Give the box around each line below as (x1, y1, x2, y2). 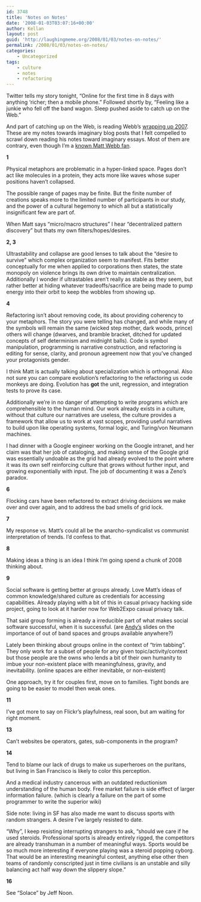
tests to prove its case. (6, 387, 62, 394)
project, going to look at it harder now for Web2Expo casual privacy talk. (6, 606, 184, 613)
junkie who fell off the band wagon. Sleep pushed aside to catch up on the (6, 105, 190, 112)
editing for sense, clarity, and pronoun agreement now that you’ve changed (6, 350, 193, 357)
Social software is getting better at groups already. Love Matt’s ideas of (6, 586, 182, 594)
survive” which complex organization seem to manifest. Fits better (6, 256, 169, 264)
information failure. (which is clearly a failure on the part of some (6, 792, 166, 799)
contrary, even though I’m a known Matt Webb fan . (6, 142, 132, 149)
